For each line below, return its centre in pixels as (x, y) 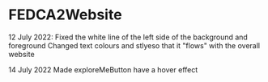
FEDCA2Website (66, 15)
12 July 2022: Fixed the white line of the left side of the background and (128, 37)
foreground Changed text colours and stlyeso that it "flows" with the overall (134, 45)
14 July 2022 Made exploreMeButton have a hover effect (103, 69)
